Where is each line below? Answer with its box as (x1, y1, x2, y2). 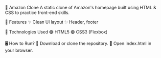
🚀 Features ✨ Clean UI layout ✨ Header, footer (5, 19, 99, 25)
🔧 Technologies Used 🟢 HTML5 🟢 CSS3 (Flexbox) (5, 29, 108, 35)
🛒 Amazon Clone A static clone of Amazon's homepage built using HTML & (5, 5, 157, 10)
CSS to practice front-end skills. (5, 10, 69, 15)
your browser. (5, 47, 33, 53)
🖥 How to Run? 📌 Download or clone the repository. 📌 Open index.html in (5, 41, 152, 46)
